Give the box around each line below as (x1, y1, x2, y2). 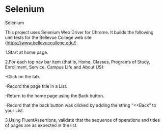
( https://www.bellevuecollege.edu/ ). (5, 39, 78, 45)
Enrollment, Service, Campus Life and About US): (5, 64, 105, 70)
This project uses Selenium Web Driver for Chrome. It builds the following (5, 29, 154, 35)
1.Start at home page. (5, 49, 48, 55)
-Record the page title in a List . (5, 83, 68, 89)
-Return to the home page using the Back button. (5, 93, 105, 99)
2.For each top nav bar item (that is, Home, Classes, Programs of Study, (5, 59, 151, 65)
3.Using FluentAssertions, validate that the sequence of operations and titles (5, 117, 160, 123)
